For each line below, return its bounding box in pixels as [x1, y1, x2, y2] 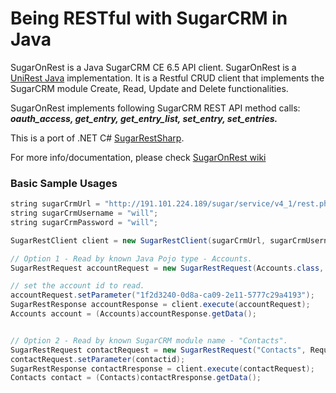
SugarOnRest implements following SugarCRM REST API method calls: [10, 102, 301, 114]
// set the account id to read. [10, 281, 145, 291]
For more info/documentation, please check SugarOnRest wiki [10, 151, 267, 163]
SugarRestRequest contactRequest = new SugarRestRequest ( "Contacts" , [10, 345, 307, 355]
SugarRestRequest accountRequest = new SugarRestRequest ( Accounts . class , [10, 263, 325, 273]
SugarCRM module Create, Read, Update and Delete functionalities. [10, 82, 289, 94]
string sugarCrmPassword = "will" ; [10, 217, 159, 227]
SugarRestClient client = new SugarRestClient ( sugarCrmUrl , [10, 235, 267, 246]
